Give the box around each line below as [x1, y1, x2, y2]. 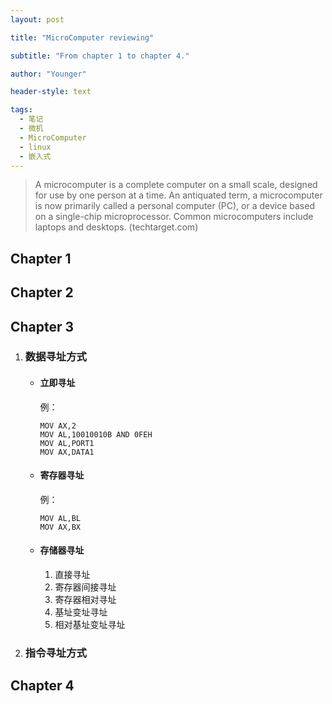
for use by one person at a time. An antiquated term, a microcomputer [34, 189, 323, 201]
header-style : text [10, 87, 92, 97]
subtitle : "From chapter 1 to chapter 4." [10, 51, 190, 61]
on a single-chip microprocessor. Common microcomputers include [34, 211, 314, 223]
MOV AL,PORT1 [39, 438, 95, 448]
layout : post [10, 14, 65, 25]
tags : [10, 105, 33, 115]
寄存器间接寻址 [54, 581, 117, 593]
